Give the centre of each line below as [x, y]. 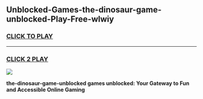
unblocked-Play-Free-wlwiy [60, 19]
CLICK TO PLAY [30, 37]
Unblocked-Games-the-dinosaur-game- [84, 10]
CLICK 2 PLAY [27, 59]
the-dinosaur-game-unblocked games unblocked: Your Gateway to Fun [98, 83]
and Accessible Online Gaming [46, 89]
